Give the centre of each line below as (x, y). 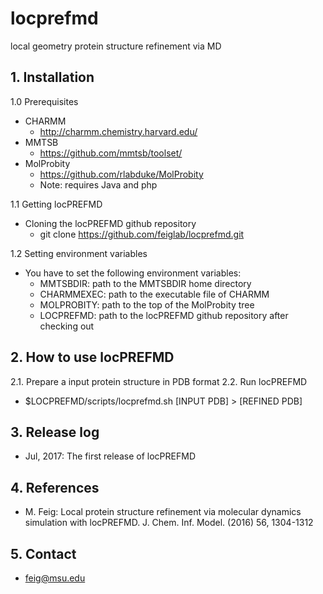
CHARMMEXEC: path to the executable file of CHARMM (154, 294)
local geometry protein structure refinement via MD (116, 46)
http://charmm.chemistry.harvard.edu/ (118, 131)
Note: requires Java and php (98, 184)
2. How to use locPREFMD (92, 357)
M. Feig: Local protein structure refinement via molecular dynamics (163, 512)
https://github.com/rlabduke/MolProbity (121, 174)
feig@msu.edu (55, 578)
